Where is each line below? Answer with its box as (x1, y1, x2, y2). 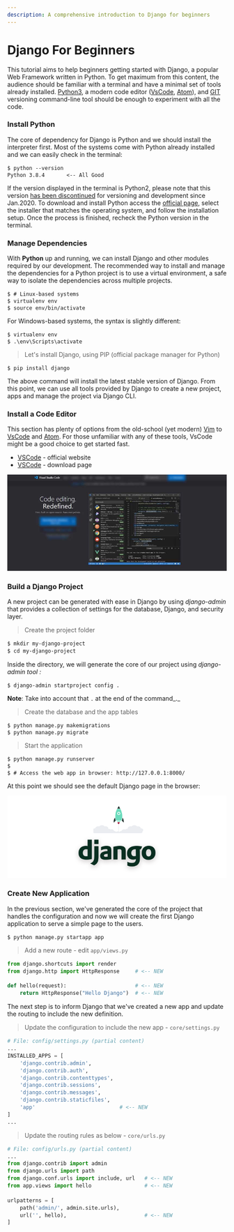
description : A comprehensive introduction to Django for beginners (7, 11, 210, 18)
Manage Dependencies (7, 238, 88, 248)
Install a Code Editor (7, 409, 77, 419)
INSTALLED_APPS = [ (7, 1052, 64, 1059)
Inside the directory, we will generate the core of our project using (7, 660, 197, 669)
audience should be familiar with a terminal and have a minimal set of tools (7, 80, 221, 89)
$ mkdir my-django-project (7, 640, 86, 648)
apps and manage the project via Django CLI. (7, 392, 137, 400)
